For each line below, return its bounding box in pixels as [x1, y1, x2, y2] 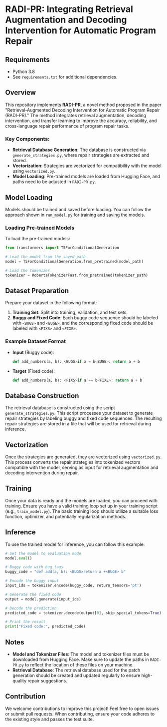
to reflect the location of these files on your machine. [24, 662, 134, 668]
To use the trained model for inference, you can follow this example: [5, 541, 145, 547]
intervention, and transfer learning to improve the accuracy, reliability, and [5, 118, 157, 124]
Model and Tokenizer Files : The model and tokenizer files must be [12, 651, 150, 657]
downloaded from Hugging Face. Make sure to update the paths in [12, 656, 149, 662]
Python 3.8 [12, 69, 35, 75]
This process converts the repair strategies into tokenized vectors [5, 459, 141, 465]
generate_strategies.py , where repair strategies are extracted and [12, 152, 150, 158]
